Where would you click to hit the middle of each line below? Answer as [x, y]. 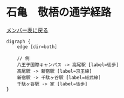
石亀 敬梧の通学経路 [59, 12]
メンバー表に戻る [27, 30]
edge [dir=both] [37, 47]
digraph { [19, 41]
